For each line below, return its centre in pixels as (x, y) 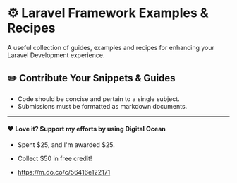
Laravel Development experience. (56, 55)
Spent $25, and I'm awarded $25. (66, 144)
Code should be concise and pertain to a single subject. (98, 99)
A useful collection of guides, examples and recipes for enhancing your (111, 47)
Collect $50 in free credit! (55, 158)
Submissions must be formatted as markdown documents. (102, 106)
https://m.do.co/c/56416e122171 (64, 172)
